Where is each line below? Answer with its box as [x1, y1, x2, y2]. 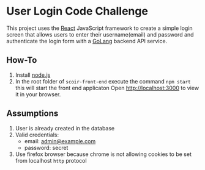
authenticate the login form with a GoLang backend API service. [6, 37, 168, 44]
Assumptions [6, 108, 59, 119]
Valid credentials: [15, 131, 59, 138]
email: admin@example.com [24, 137, 96, 144]
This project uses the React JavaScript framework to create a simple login [6, 24, 193, 32]
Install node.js [15, 71, 51, 79]
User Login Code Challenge [6, 4, 149, 18]
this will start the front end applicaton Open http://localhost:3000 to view [15, 84, 199, 91]
